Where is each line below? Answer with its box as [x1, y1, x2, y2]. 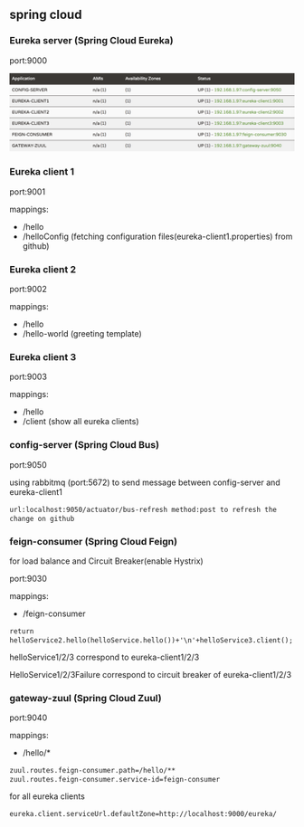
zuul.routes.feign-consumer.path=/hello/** [9, 766, 176, 775]
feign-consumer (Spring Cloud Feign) [9, 535, 178, 547]
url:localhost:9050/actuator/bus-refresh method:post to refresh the [9, 505, 278, 514]
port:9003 [9, 371, 48, 383]
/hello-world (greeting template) [22, 328, 142, 339]
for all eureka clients [9, 791, 86, 802]
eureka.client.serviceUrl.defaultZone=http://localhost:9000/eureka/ [9, 810, 278, 819]
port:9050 [9, 459, 47, 470]
